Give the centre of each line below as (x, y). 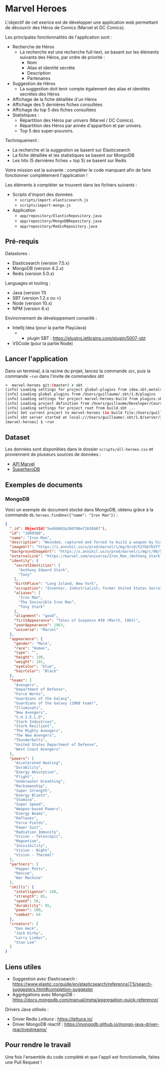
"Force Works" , (30, 694)
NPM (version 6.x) (31, 308)
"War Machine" (28, 878)
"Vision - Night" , (33, 850)
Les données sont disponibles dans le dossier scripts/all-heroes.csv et (79, 449)
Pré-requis (22, 242)
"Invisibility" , (31, 846)
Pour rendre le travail (38, 1045)
